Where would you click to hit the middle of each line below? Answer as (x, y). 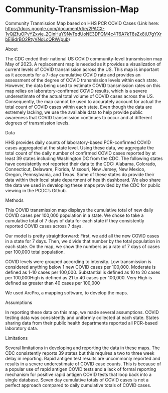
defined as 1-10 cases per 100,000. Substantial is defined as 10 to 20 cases (83, 272)
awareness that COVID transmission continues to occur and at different (79, 117)
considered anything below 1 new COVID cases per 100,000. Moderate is (80, 267)
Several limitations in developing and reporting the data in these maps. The (82, 348)
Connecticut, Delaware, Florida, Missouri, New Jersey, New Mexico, (75, 169)
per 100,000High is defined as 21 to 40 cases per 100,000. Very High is (79, 277)
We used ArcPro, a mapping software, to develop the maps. (67, 292)
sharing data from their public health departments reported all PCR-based (81, 323)
